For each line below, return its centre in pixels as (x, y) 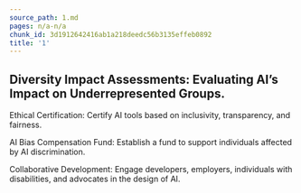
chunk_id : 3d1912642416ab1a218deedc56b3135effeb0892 (111, 34)
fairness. (26, 125)
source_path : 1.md (44, 18)
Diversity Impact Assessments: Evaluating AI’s (144, 79)
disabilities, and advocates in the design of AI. (95, 179)
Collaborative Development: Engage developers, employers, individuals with (151, 170)
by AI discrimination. (47, 152)
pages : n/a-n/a (38, 26)
